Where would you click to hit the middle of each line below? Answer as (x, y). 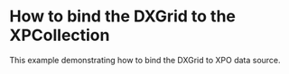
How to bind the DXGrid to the (123, 16)
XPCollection (60, 35)
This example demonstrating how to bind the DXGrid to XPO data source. (145, 60)
